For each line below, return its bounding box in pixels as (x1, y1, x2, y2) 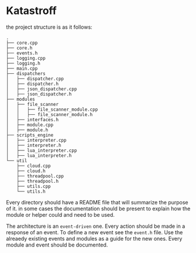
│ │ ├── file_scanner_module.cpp (6, 107, 98, 112)
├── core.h (6, 45, 33, 51)
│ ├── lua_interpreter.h (6, 152, 72, 159)
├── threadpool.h (16, 178, 59, 184)
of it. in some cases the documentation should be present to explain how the (6, 205, 191, 212)
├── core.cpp (6, 40, 38, 46)
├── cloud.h (16, 168, 46, 174)
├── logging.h (6, 60, 41, 66)
